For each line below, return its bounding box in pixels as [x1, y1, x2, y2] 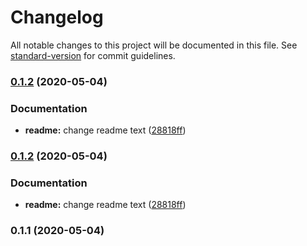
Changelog [10, 6, 104, 29]
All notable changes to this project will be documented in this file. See [10, 39, 298, 51]
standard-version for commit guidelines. [10, 49, 176, 61]
